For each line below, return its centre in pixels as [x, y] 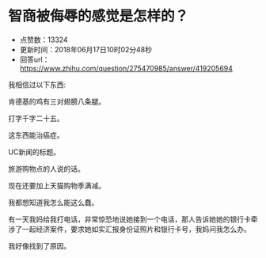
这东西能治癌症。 [36, 135]
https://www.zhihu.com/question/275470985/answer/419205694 [126, 68]
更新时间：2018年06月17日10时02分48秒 [86, 49]
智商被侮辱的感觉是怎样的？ [99, 16]
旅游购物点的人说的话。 [46, 169]
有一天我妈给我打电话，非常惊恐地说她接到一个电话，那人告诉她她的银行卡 [129, 219]
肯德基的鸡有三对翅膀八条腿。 [57, 101]
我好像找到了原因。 [40, 245]
